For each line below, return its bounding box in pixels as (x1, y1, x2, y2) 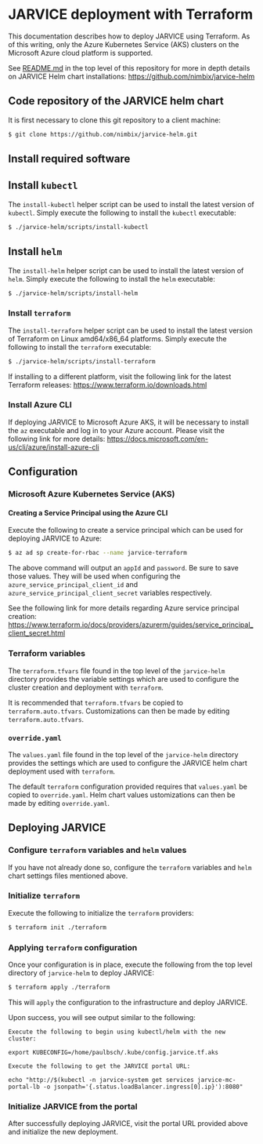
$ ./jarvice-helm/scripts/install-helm (8, 289, 139, 297)
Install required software (8, 152, 131, 166)
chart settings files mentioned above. (8, 871, 128, 880)
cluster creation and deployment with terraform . (8, 683, 164, 692)
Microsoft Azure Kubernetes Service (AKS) (8, 489, 175, 500)
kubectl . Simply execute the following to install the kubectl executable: (8, 208, 236, 217)
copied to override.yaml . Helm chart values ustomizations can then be (8, 790, 236, 800)
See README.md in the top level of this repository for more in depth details (8, 63, 250, 72)
